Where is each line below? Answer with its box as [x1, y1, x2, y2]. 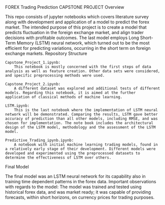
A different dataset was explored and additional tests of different [14, 86, 161, 91]
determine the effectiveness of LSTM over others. [5, 155, 112, 160]
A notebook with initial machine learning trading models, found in [14, 142, 158, 147]
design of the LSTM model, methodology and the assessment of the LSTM [5, 125, 156, 130]
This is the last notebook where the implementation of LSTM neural [14, 108, 158, 113]
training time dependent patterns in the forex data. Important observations [5, 179, 157, 184]
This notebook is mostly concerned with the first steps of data [14, 64, 152, 69]
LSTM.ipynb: [5, 103, 30, 108]
